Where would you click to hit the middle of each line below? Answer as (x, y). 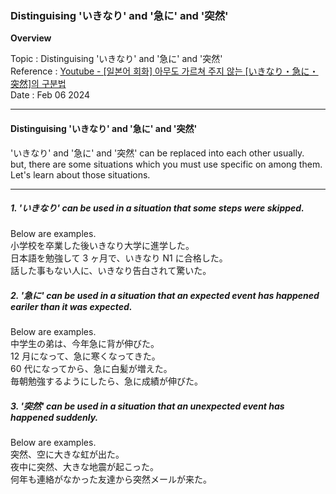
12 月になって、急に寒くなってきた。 (85, 356)
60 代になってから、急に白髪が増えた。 (91, 369)
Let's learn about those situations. (80, 174)
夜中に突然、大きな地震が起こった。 (85, 467)
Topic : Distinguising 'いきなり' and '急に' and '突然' (116, 59)
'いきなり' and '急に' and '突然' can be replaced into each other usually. (157, 153)
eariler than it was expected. (71, 307)
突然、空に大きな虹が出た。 (67, 454)
